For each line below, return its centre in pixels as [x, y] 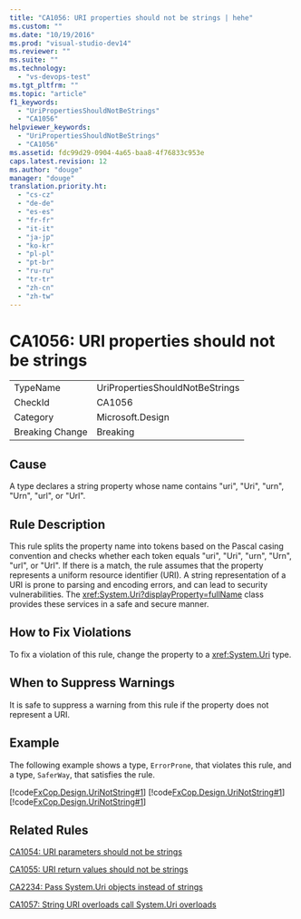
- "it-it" [36, 229]
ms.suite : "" [34, 60]
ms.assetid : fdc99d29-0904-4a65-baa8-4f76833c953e [107, 152]
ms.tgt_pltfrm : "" [44, 85]
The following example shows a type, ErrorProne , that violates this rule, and [150, 765]
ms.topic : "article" [49, 93]
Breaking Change [51, 432]
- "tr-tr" [36, 279]
